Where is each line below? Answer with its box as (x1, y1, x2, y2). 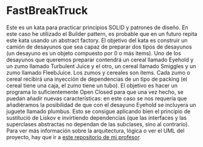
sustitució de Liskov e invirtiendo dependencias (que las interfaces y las (6, 114, 187, 121)
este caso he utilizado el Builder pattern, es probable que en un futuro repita (6, 30, 198, 37)
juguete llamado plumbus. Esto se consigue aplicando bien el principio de (6, 108, 191, 115)
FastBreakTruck (6, 4, 88, 18)
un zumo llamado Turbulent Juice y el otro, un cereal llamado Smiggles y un (6, 62, 196, 70)
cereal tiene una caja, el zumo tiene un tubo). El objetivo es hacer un (6, 81, 178, 89)
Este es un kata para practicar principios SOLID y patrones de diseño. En (6, 24, 188, 31)
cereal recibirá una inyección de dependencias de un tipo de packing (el (6, 75, 187, 83)
